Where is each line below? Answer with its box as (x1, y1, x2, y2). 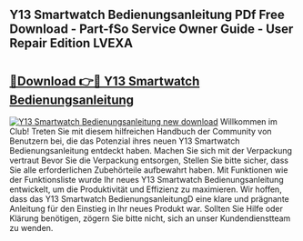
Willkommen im (219, 116, 278, 126)
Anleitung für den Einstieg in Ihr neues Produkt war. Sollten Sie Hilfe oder (9, 204, 284, 214)
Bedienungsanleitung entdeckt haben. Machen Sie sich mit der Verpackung (9, 146, 293, 156)
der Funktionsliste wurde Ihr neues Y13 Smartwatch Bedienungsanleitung (9, 175, 284, 185)
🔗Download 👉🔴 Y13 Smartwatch (9, 73, 200, 89)
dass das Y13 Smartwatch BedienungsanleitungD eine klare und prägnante (9, 194, 289, 204)
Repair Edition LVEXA (9, 35, 134, 51)
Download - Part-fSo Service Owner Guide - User (9, 22, 294, 37)
